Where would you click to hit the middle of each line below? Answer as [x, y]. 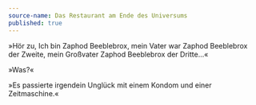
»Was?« [21, 69]
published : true [35, 23]
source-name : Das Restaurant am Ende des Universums [98, 16]
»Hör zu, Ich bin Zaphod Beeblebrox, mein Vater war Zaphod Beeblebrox [128, 45]
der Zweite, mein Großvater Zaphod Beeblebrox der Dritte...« [108, 54]
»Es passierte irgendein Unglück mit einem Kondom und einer [110, 85]
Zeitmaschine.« [34, 93]
